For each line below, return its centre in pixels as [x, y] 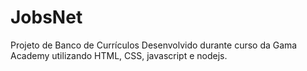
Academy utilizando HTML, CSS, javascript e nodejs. [119, 55]
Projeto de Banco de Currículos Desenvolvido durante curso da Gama [154, 45]
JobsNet [46, 17]
